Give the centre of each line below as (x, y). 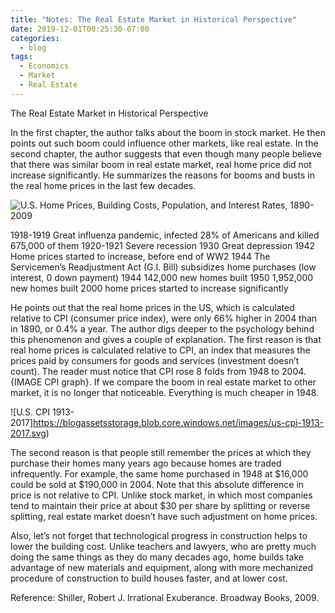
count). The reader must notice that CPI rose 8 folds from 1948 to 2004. (158, 371)
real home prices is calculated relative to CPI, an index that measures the (160, 350)
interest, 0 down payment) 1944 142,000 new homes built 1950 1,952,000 (162, 277)
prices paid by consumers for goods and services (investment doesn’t (155, 360)
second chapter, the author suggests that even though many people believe (166, 153)
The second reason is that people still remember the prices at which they (161, 452)
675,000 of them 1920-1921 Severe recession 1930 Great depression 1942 (163, 245)
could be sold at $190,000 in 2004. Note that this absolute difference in (157, 484)
